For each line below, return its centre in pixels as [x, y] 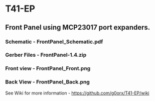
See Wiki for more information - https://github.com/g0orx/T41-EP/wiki [77, 93]
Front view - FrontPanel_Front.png [48, 68]
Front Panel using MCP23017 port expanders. [78, 27]
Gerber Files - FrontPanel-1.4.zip [46, 55]
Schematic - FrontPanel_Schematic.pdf [54, 42]
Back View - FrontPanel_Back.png [48, 82]
